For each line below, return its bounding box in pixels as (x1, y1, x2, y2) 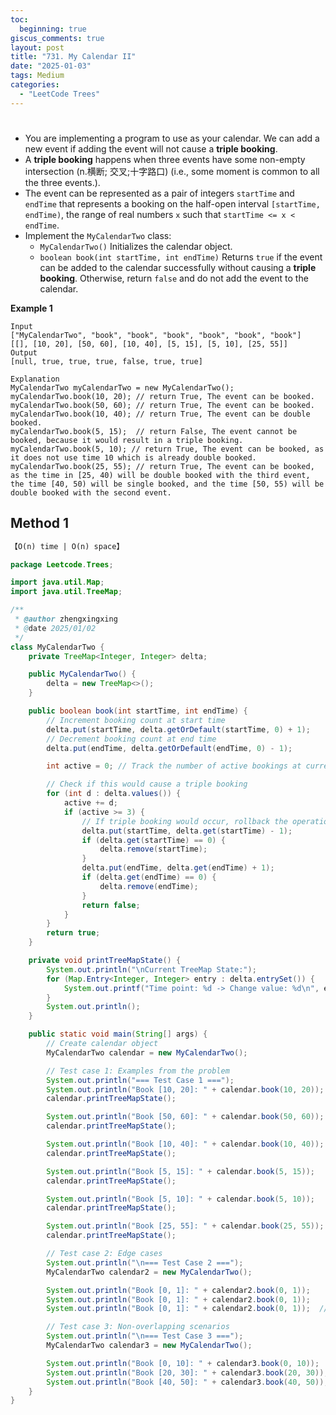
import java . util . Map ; (10, 577, 105, 588)
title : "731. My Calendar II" (10, 52, 137, 62)
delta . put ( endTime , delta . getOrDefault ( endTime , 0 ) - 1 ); (46, 743, 293, 753)
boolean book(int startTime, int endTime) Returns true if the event (39, 251, 323, 263)
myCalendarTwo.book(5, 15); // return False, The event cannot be (10, 426, 298, 436)
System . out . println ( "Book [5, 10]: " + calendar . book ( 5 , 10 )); (46, 1194, 315, 1204)
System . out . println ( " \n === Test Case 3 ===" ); (46, 1331, 244, 1341)
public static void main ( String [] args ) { (28, 1029, 208, 1040)
